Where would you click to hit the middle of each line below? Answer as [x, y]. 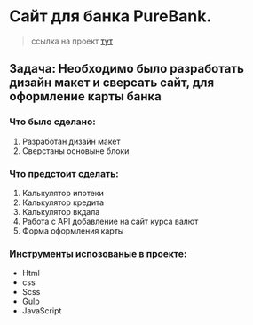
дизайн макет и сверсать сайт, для [112, 83]
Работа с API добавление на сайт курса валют [110, 221]
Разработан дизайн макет [71, 141]
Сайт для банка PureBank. [111, 16]
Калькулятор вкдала [61, 211]
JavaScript [42, 311]
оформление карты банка [86, 96]
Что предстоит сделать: [64, 173]
